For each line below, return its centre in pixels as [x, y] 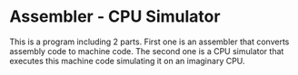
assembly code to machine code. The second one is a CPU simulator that [147, 51]
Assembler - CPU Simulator [115, 17]
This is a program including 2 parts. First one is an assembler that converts [149, 42]
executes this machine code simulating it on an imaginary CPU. [127, 61]
